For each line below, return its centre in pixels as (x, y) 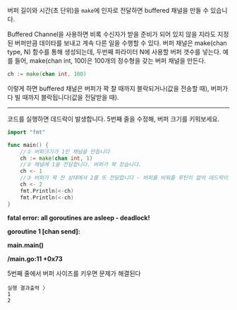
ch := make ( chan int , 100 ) (47, 74)
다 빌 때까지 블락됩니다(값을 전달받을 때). (63, 97)
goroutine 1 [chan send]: (44, 231)
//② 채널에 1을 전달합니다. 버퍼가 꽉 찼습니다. (81, 165)
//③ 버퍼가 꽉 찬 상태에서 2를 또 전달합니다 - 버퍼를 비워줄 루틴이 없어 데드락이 (124, 178)
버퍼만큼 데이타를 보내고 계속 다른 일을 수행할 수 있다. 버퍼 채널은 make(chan (121, 43)
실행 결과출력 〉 (28, 288)
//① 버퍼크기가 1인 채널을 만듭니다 (65, 151)
